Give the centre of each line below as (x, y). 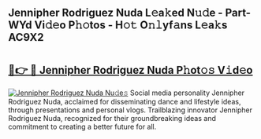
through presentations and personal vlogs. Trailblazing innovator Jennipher (130, 110)
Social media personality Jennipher (187, 93)
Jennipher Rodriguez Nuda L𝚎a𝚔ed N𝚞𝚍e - (116, 13)
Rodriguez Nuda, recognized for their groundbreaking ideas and (112, 118)
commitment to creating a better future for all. (82, 126)
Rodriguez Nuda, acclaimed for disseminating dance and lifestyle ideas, (125, 102)
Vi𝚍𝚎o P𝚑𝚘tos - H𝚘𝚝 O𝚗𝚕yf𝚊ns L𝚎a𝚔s (131, 26)
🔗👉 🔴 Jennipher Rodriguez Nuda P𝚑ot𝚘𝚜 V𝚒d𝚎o (130, 70)
